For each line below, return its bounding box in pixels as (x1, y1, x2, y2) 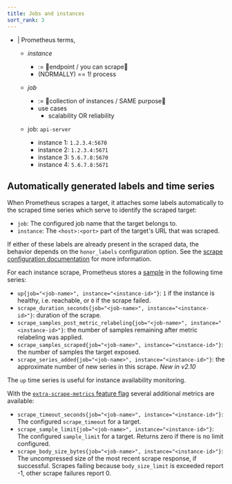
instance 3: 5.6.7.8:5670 (37, 153, 108, 161)
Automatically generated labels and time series (7, 180, 215, 192)
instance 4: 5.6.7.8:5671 (37, 160, 109, 168)
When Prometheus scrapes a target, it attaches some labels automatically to (7, 199, 224, 207)
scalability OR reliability (48, 111, 115, 120)
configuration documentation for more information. (7, 255, 152, 263)
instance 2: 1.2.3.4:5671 (37, 145, 108, 154)
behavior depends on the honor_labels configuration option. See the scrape (7, 247, 223, 256)
